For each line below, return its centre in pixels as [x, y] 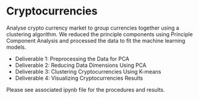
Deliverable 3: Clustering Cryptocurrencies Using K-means [88, 71]
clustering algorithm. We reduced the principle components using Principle [99, 34]
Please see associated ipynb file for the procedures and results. [86, 89]
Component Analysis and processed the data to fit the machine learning [96, 40]
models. [16, 47]
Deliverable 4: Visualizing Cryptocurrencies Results [79, 78]
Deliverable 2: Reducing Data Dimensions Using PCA [81, 65]
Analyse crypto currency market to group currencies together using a [93, 28]
